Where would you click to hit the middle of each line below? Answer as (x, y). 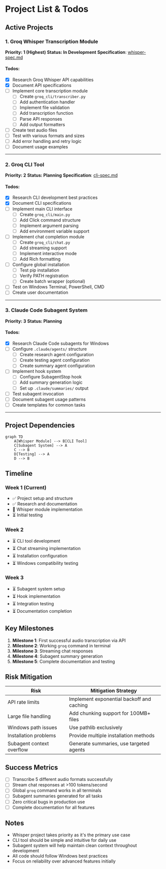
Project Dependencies (40, 426)
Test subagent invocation (38, 394)
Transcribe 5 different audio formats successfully (62, 779)
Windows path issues (32, 728)
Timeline (19, 473)
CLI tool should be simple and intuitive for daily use (64, 840)
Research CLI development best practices (55, 198)
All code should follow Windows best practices (60, 856)
